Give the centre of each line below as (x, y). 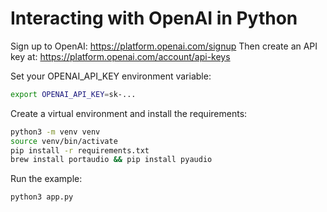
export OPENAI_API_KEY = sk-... (73, 94)
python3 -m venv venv (55, 132)
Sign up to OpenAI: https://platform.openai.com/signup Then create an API (164, 46)
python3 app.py (42, 197)
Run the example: (46, 179)
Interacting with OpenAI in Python (154, 18)
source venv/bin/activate (64, 141)
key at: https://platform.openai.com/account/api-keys (120, 56)
